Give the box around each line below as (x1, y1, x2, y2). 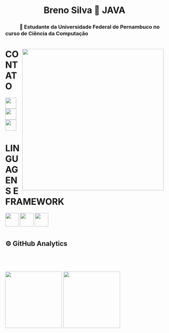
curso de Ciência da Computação (5, 30, 89, 37)
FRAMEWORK (5, 196, 64, 208)
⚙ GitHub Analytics (5, 239, 68, 248)
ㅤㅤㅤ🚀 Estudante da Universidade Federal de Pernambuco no (5, 24, 160, 31)
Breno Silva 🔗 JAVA (43, 5, 126, 16)
